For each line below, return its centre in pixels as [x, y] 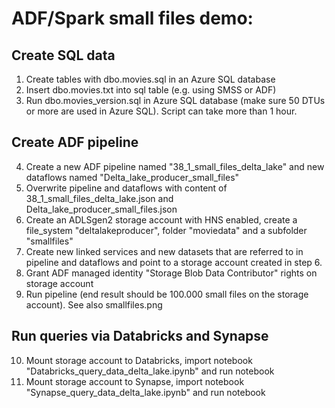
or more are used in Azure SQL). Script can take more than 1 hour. [161, 111]
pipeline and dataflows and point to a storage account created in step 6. [174, 262]
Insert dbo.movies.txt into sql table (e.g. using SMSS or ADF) [151, 90]
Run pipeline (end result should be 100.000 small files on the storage [167, 294]
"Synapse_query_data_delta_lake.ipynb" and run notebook [145, 392]
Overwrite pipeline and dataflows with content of [126, 188]
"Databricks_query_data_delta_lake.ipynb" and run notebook [150, 371]
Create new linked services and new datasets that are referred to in [164, 251]
